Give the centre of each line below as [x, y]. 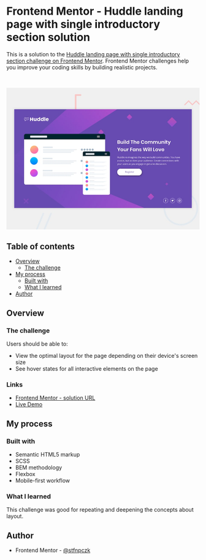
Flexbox [25, 474]
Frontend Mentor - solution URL [55, 398]
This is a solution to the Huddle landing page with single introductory [93, 54]
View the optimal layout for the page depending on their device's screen [106, 356]
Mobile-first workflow [43, 481]
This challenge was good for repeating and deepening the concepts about [100, 510]
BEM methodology [39, 467]
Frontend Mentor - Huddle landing [95, 11]
